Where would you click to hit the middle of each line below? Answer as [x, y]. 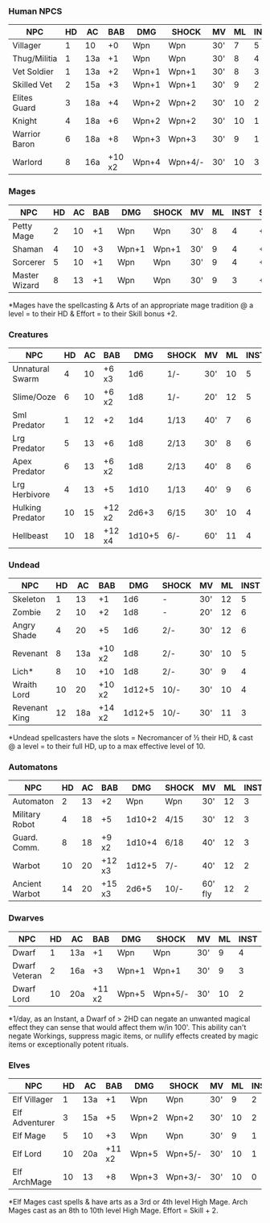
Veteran [27, 975]
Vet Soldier [33, 72]
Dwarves [26, 918]
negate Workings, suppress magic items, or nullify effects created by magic [133, 1036]
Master [26, 275]
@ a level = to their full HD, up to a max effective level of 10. [107, 747]
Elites [23, 98]
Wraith [25, 685]
